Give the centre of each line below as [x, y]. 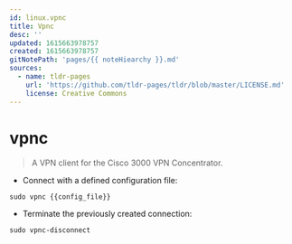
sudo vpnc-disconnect [50, 230]
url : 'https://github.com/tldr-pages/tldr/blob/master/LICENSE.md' [155, 85]
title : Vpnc [32, 26]
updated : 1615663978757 [54, 43]
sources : [26, 69]
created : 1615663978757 [54, 52]
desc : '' [26, 34]
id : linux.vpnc [38, 18]
